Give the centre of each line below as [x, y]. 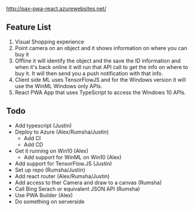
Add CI [32, 138]
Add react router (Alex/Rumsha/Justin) [62, 176]
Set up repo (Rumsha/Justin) [50, 170]
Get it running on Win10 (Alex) [51, 151]
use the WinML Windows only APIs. [58, 86]
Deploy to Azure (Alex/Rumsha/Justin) [62, 132]
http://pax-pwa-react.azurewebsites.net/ [56, 9]
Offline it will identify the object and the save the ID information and [98, 60]
